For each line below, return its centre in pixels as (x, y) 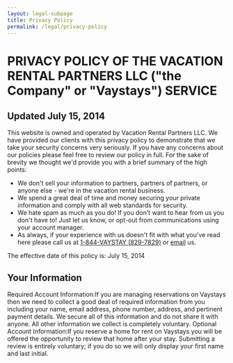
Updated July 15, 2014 (56, 116)
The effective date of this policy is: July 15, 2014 (76, 256)
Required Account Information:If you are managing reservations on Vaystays (116, 295)
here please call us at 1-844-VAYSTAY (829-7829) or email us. (107, 242)
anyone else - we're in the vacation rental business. (91, 191)
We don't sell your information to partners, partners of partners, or (112, 183)
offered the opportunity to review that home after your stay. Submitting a (111, 339)
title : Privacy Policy (40, 20)
